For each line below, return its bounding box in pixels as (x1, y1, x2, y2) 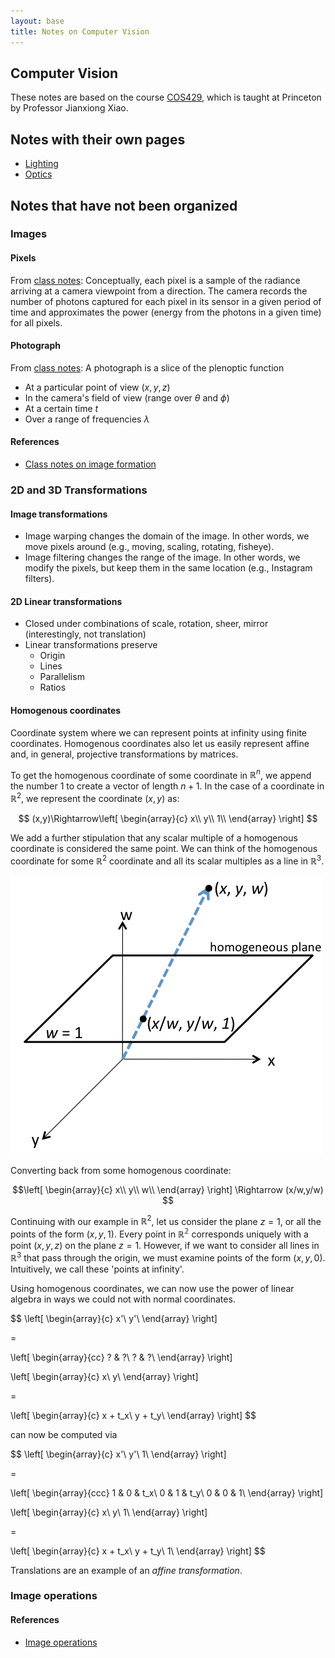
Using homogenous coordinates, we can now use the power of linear (10, 1282, 295, 1294)
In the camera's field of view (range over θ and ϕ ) (24, 391, 230, 404)
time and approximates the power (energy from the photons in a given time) (10, 306, 322, 318)
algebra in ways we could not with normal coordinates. (10, 1293, 236, 1305)
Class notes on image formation (24, 458, 157, 470)
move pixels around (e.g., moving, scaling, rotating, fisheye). (24, 541, 275, 553)
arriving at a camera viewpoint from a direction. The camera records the (10, 285, 308, 297)
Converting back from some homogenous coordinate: (10, 1164, 232, 1176)
